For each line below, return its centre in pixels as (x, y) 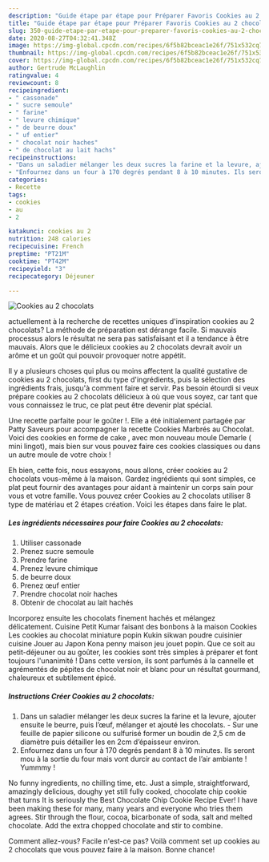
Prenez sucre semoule (57, 552)
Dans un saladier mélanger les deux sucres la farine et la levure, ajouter (138, 716)
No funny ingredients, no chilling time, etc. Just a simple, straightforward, (129, 783)
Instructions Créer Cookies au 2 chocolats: (81, 696)
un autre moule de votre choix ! (60, 455)
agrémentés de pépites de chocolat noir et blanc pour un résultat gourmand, (134, 670)
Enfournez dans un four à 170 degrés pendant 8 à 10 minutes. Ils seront (137, 751)
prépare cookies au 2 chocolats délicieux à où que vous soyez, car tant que (133, 397)
